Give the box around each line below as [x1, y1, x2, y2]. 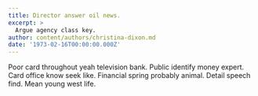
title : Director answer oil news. [8, 11, 122, 20]
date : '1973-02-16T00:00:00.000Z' [8, 41, 122, 49]
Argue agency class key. [15, 26, 96, 34]
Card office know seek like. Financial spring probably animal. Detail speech [8, 71, 251, 80]
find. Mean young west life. [8, 79, 96, 89]
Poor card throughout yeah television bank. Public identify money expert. [8, 62, 245, 72]
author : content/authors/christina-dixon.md [8, 33, 156, 42]
